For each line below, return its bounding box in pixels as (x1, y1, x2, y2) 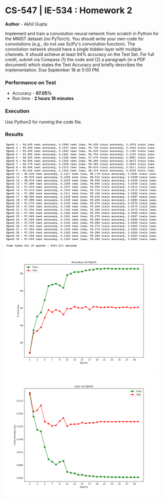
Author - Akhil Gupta (5, 21, 47, 27)
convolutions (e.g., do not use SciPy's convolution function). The (5, 41, 135, 46)
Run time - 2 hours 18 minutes (12, 95, 74, 101)
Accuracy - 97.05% (12, 91, 52, 96)
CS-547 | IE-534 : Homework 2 (5, 5, 133, 16)
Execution (5, 108, 30, 114)
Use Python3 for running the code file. (5, 119, 82, 125)
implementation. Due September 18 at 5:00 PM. (5, 67, 100, 73)
